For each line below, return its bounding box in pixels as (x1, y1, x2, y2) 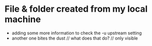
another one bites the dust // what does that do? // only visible (11, 35, 138, 41)
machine (4, 14, 41, 25)
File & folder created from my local (4, 3, 148, 15)
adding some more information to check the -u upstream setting (11, 30, 142, 36)
